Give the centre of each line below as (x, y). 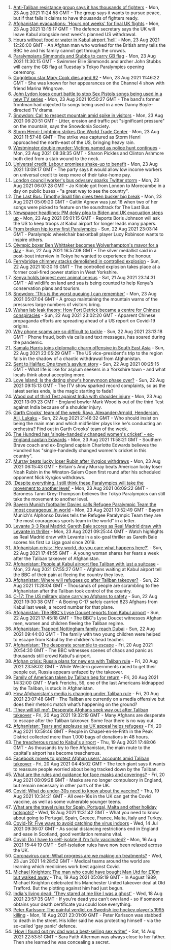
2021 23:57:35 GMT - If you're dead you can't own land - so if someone (88, 899)
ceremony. (24, 72)
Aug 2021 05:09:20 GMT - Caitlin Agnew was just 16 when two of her (85, 202)
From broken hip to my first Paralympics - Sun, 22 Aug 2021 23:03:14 (85, 229)
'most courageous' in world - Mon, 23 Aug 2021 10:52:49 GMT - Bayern (88, 510)
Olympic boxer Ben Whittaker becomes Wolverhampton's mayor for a (86, 245)
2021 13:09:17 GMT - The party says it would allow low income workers (88, 169)
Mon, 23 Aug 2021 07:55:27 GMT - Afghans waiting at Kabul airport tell (87, 569)
